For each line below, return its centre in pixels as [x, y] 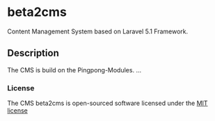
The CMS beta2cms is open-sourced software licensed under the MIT [107, 103]
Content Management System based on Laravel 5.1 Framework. [98, 31]
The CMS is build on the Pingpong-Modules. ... [74, 70]
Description [33, 53]
